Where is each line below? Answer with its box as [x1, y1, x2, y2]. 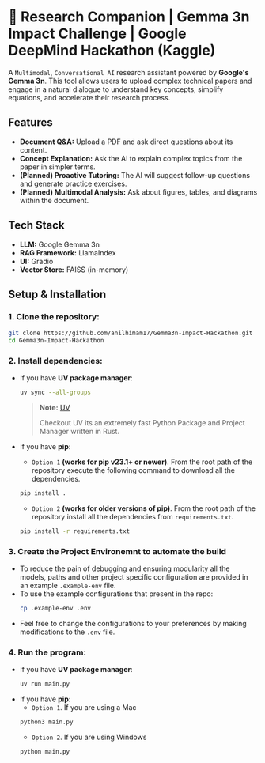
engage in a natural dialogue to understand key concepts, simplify [8, 84, 224, 94]
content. [19, 145, 47, 154]
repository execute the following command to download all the [31, 466, 236, 475]
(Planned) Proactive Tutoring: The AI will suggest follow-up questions [19, 170, 251, 179]
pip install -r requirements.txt [19, 527, 131, 535]
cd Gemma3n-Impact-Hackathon [8, 337, 104, 345]
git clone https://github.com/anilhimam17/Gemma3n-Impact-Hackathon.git [8, 329, 253, 338]
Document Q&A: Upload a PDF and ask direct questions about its [19, 137, 233, 146]
